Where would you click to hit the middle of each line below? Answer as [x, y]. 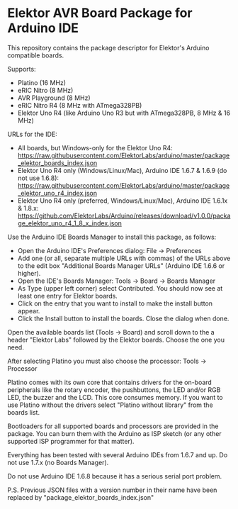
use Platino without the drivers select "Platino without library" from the [110, 405]
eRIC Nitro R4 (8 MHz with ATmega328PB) [80, 105]
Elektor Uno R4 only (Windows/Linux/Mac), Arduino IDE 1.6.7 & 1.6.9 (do [122, 170]
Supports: [22, 69]
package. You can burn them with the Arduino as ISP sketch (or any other [114, 433]
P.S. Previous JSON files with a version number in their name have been [112, 490]
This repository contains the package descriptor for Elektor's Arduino [108, 47]
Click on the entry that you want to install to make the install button [115, 303]
